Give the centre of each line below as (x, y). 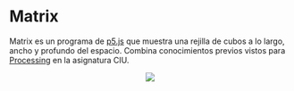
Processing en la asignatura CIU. (69, 60)
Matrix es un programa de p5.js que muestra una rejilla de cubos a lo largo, (147, 41)
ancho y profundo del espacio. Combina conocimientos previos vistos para (147, 50)
